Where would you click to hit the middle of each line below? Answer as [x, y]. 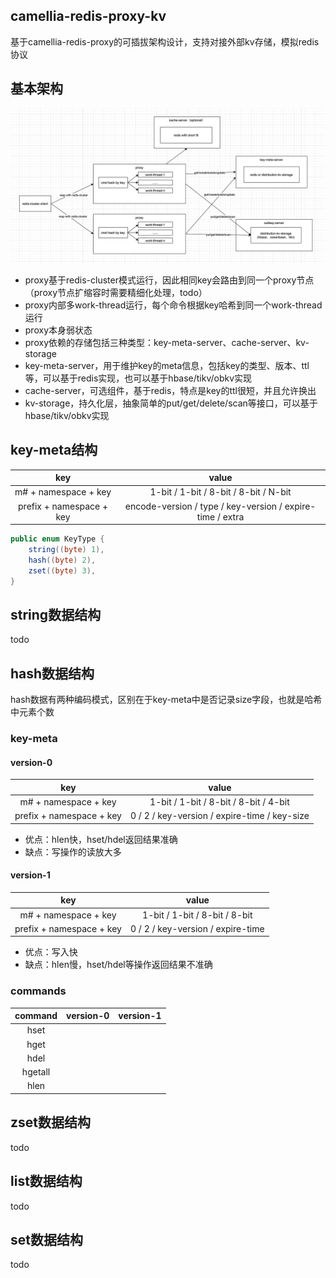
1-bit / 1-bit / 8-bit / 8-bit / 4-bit [219, 801]
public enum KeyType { [57, 539]
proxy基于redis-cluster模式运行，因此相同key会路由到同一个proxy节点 [169, 280]
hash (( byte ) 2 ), [62, 560]
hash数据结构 [52, 673]
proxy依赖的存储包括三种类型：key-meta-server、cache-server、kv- [167, 342]
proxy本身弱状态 [58, 330]
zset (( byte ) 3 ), [62, 570]
